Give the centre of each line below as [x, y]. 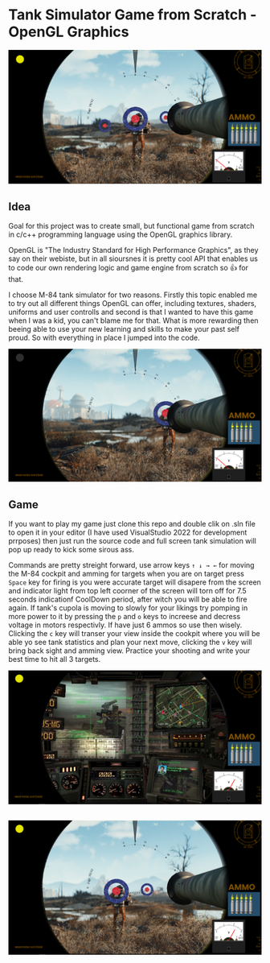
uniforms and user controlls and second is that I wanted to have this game [131, 312]
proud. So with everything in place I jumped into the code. [104, 338]
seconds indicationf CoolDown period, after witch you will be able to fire [128, 599]
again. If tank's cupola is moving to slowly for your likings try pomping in [128, 608]
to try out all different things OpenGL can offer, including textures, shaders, [133, 304]
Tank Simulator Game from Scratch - [133, 15]
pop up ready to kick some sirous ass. [72, 550]
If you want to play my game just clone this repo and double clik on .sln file [132, 524]
